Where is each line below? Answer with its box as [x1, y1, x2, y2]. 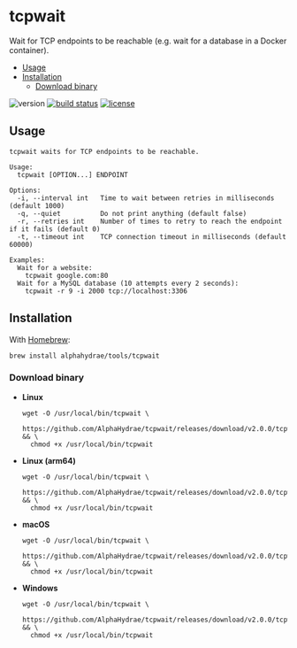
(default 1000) [9, 201, 65, 210]
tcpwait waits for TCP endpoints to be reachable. [9, 147, 200, 156]
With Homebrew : [9, 334, 71, 344]
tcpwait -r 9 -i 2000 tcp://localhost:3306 [25, 286, 188, 296]
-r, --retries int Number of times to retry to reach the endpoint [17, 217, 283, 226]
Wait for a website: [17, 263, 93, 272]
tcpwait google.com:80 [25, 271, 109, 280]
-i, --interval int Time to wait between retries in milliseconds [17, 193, 275, 203]
